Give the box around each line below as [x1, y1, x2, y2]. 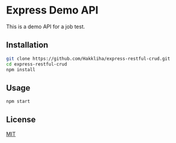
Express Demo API [6, 4, 99, 17]
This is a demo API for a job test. [6, 23, 86, 30]
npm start [6, 98, 31, 105]
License [6, 115, 36, 125]
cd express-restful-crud [6, 61, 67, 67]
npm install [6, 66, 35, 72]
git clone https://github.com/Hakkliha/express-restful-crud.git [6, 55, 170, 62]
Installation [6, 40, 48, 50]
